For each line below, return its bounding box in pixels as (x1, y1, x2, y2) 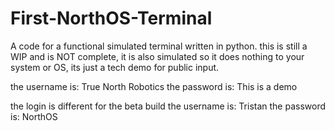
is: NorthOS (10, 110, 58, 122)
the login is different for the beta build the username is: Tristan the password (10, 100, 327, 112)
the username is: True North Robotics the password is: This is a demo (10, 80, 298, 92)
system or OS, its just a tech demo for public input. (10, 61, 220, 73)
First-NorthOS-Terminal (10, 7, 213, 30)
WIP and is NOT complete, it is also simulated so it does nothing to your (10, 50, 305, 62)
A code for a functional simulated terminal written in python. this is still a (10, 40, 308, 52)
